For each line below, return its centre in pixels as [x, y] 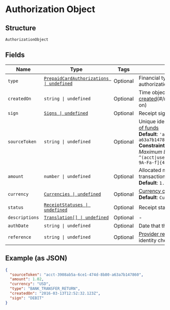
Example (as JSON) [36, 258]
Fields [15, 55]
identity [147, 240]
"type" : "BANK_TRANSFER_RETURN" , [45, 289]
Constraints [153, 145]
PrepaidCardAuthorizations [76, 78]
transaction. [153, 176]
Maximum [151, 152]
